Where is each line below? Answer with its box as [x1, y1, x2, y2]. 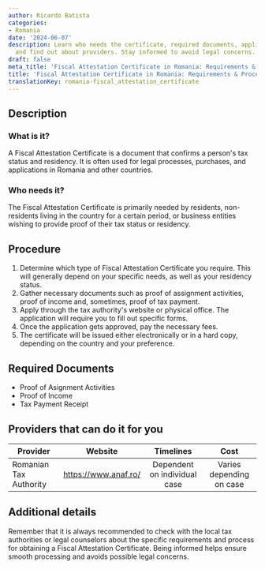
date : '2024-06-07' [8, 33, 73, 42]
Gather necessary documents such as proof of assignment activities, [19, 289, 244, 298]
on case [214, 478, 244, 489]
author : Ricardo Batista [8, 11, 90, 20]
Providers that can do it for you [8, 422, 163, 436]
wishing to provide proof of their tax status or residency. [8, 219, 191, 229]
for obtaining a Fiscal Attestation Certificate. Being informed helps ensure [8, 543, 247, 552]
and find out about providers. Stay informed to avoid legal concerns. [15, 48, 256, 56]
